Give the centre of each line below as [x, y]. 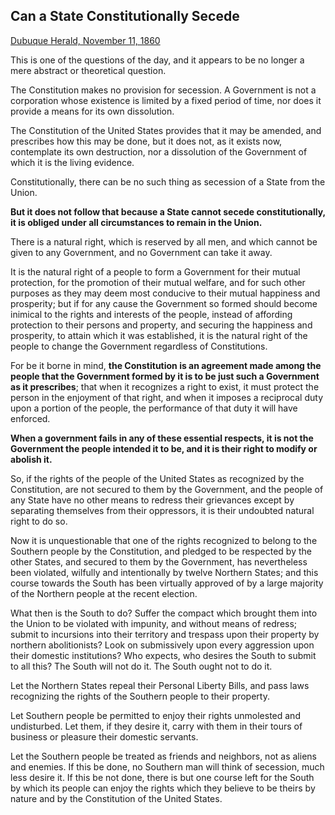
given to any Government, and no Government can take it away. [141, 252]
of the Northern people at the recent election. [104, 593]
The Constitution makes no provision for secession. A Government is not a [163, 90]
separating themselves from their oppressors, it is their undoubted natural [162, 510]
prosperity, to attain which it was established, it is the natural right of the [159, 335]
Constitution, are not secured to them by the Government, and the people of [167, 489]
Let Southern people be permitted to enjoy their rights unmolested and [155, 715]
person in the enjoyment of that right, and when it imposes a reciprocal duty [166, 397]
